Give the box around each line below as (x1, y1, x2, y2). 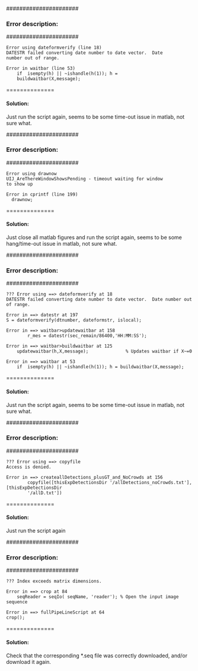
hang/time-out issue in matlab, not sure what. (6, 240, 117, 247)
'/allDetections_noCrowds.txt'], (109, 479, 193, 485)
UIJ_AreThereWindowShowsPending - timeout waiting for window (6, 176, 163, 182)
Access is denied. (6, 464, 52, 470)
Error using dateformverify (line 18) (6, 44, 102, 51)
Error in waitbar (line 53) (6, 65, 76, 72)
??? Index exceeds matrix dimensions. (6, 578, 102, 584)
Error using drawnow (6, 170, 58, 177)
